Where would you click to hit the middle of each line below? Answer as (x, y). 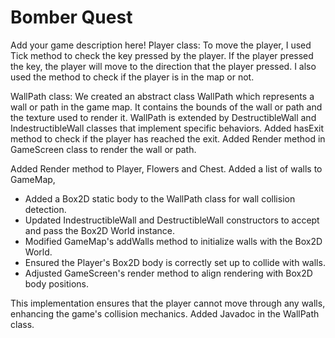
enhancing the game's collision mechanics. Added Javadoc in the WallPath (165, 313)
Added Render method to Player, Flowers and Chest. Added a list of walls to (166, 168)
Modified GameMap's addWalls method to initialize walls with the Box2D (173, 241)
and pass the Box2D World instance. (100, 230)
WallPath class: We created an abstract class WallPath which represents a (162, 96)
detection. (45, 209)
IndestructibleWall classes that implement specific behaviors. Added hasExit (167, 128)
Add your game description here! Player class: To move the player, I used (161, 45)
